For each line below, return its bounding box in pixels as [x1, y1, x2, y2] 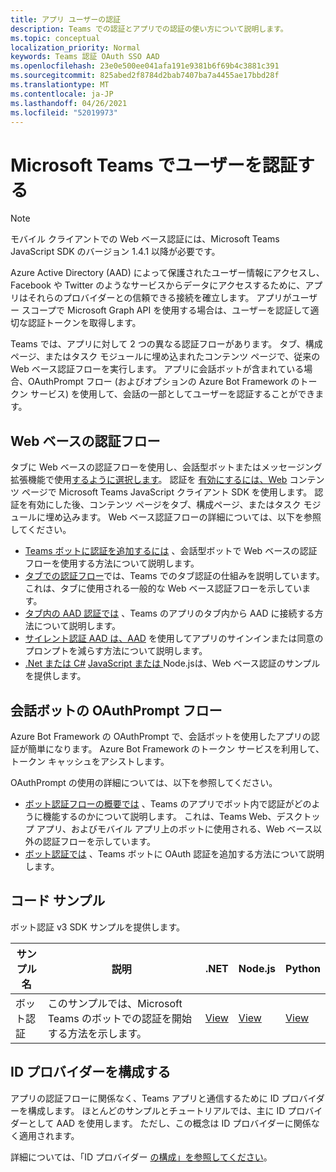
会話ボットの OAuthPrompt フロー [10, 702, 223, 719]
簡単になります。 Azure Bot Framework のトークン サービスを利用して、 [27, 742, 325, 755]
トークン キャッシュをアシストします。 [10, 755, 170, 767]
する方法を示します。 [47, 1026, 148, 1040]
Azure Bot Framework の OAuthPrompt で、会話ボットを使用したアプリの [10, 730, 312, 742]
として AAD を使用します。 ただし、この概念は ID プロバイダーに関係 [27, 1117, 312, 1129]
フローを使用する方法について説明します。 [24, 557, 200, 570]
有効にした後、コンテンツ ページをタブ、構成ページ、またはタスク [27, 499, 302, 511]
